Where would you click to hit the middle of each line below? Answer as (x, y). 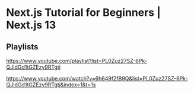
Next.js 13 (31, 25)
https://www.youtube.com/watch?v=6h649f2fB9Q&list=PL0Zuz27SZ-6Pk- (97, 78)
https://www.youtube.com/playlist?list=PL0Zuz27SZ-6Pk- (77, 61)
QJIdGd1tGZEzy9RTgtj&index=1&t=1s (51, 85)
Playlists (22, 47)
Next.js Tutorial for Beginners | (84, 13)
